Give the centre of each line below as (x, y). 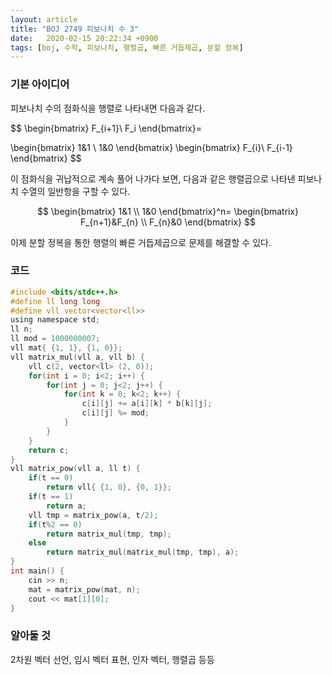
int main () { (37, 571)
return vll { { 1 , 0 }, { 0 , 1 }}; (109, 487)
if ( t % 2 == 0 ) (55, 524)
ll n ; (21, 329)
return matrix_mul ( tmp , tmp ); (109, 534)
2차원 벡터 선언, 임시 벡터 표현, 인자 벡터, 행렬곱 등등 (112, 659)
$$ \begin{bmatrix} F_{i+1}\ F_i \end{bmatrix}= (106, 128)
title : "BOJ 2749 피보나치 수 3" (75, 29)
